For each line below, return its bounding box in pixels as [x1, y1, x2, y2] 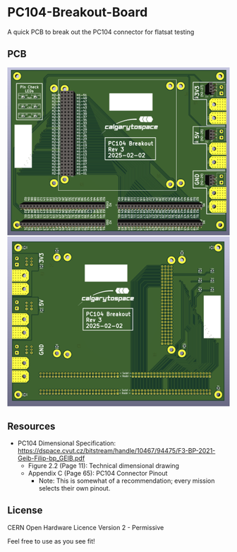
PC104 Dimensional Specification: [17, 439, 116, 447]
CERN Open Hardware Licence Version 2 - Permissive [7, 523, 164, 532]
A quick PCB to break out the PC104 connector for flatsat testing [7, 28, 195, 36]
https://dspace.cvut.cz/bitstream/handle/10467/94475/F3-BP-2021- [17, 446, 216, 454]
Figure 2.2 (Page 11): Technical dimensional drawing [28, 461, 180, 470]
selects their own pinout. [38, 483, 111, 492]
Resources [7, 420, 56, 432]
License [7, 505, 43, 517]
